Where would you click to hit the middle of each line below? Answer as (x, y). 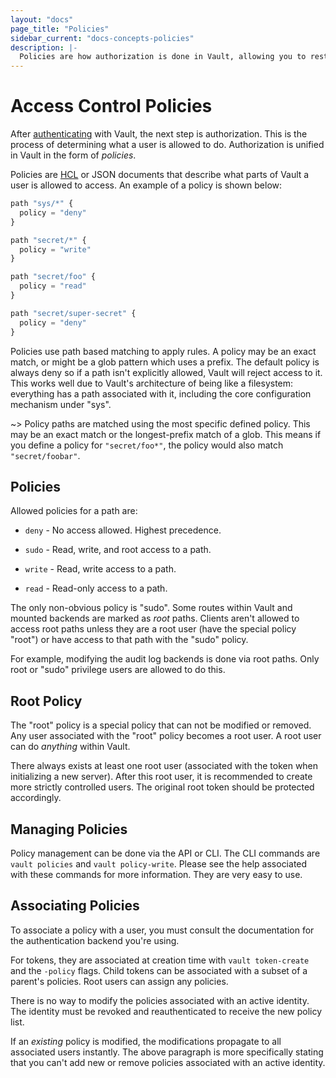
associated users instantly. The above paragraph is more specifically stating (167, 1052)
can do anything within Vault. (70, 747)
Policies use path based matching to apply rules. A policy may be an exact (163, 351)
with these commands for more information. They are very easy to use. (156, 874)
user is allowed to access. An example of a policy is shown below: (146, 185)
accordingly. (36, 798)
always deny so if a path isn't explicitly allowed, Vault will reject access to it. (166, 372)
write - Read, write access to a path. (100, 569)
